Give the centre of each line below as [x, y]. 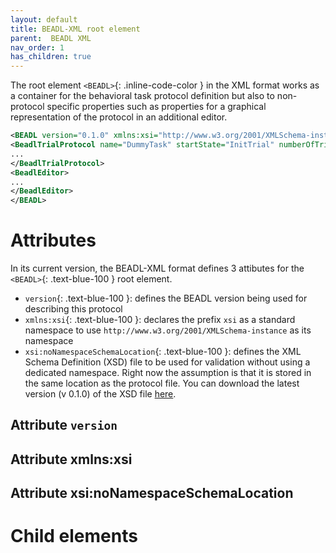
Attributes [53, 240]
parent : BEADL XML [51, 38]
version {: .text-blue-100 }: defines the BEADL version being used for [166, 298]
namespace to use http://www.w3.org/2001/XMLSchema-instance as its [168, 330]
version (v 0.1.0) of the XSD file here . [100, 394]
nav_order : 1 [37, 47]
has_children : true [51, 57]
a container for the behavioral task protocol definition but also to [142, 96]
